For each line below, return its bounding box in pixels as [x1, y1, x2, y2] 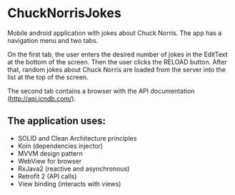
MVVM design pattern [17, 149, 84, 158]
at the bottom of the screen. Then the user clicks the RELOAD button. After [7, 57, 227, 66]
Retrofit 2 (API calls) [17, 171, 77, 180]
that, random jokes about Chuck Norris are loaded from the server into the [7, 65, 226, 74]
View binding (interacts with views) [17, 179, 121, 188]
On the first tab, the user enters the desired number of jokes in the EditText [7, 50, 228, 59]
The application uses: [7, 115, 106, 127]
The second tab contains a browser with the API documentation [7, 86, 195, 95]
